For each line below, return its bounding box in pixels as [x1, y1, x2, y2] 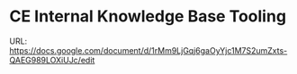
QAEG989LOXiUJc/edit [9, 54, 95, 65]
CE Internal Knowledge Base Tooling [9, 6, 286, 27]
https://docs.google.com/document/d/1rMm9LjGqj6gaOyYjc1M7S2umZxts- [9, 45, 288, 55]
